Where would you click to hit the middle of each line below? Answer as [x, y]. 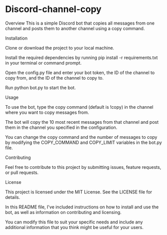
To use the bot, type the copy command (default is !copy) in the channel [79, 107]
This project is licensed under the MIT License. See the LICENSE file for [79, 192]
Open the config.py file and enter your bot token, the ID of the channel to [80, 72]
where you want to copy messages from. [47, 112]
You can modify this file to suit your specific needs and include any [74, 222]
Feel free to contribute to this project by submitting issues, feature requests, [83, 167]
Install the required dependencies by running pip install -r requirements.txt [82, 57]
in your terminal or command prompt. [43, 63]
